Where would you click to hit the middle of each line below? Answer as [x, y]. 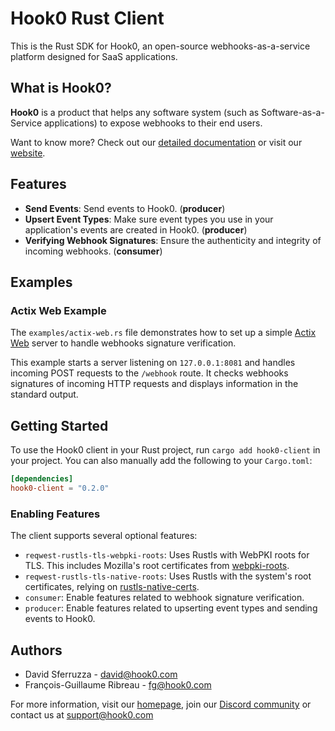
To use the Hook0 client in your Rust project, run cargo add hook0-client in [165, 450]
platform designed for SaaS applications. [94, 56]
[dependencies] [42, 479]
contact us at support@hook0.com [82, 714]
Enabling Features [55, 514]
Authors [36, 650]
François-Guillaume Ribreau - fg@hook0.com [118, 684]
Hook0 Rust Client [87, 18]
